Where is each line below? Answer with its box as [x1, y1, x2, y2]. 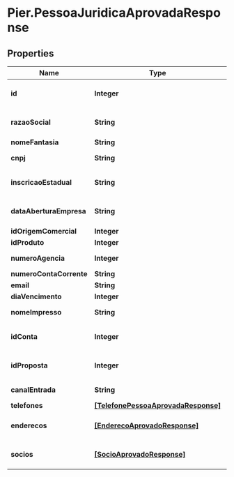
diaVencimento [10, 291, 62, 301]
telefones [10, 401, 43, 410]
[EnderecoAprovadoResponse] [93, 421, 199, 430]
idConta [10, 332, 38, 341]
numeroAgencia [10, 253, 65, 263]
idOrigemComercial [10, 227, 77, 236]
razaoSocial [10, 117, 51, 127]
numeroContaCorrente [10, 269, 88, 278]
